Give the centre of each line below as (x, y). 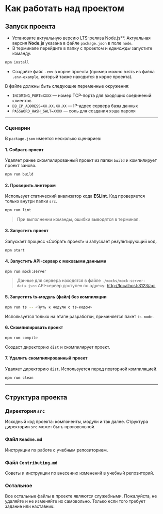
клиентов (22, 100)
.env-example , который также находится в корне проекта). (72, 77)
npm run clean (19, 378)
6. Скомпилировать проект (34, 327)
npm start (15, 250)
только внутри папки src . (31, 201)
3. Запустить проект (27, 230)
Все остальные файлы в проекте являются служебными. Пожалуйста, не (81, 496)
